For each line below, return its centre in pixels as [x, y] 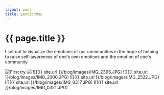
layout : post [18, 9]
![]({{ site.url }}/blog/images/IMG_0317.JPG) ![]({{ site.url [62, 82]
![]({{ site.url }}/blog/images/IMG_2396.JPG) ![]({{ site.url [90, 72]
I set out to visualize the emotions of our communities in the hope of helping [82, 52]
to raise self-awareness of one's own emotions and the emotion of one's [78, 57]
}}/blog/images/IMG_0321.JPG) [36, 88]
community [16, 62]
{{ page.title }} [35, 38]
